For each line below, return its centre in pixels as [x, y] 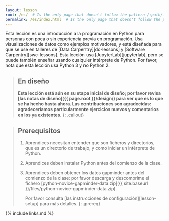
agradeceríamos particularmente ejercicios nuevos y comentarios [88, 109]
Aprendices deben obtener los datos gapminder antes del [85, 173]
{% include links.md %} [30, 213]
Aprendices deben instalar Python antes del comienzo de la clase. [94, 163]
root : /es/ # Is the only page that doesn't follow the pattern [75, 15]
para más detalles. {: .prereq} [70, 204]
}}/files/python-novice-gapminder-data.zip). [71, 189]
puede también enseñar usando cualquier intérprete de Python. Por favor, [81, 60]
